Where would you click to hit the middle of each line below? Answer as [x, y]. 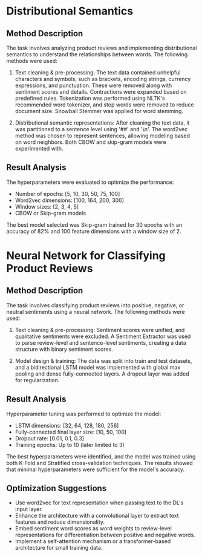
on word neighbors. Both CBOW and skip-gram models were [90, 142]
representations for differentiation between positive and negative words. [105, 535]
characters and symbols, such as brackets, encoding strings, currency [103, 79]
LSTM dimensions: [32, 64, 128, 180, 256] [67, 425]
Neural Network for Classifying [86, 256]
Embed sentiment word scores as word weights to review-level [93, 529]
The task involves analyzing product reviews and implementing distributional [102, 48]
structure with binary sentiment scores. [64, 349]
